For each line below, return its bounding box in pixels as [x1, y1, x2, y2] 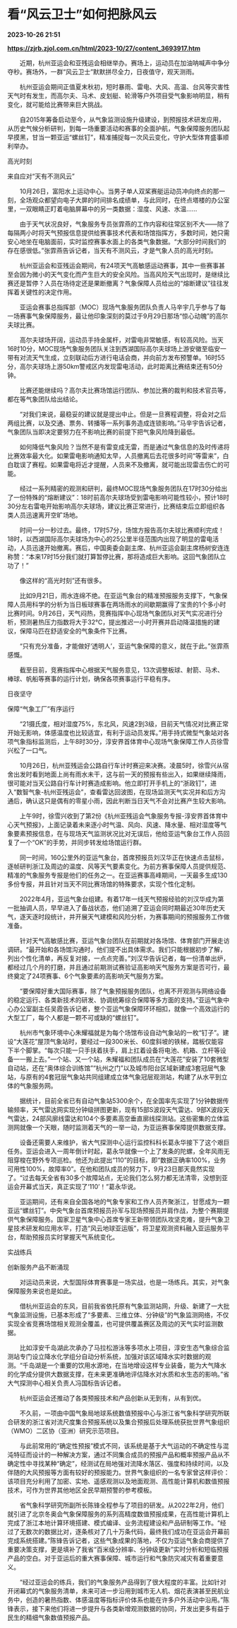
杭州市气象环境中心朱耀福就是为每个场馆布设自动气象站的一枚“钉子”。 [19, 1028, 224, 1037]
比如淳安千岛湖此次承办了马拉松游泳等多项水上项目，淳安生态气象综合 [19, 1343, 224, 1352]
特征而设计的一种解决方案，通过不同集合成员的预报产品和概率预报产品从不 [13, 1450, 230, 1459]
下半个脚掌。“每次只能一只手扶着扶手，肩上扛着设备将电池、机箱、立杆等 [7, 1045, 221, 1055]
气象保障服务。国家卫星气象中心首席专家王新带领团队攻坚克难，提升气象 [13, 1215, 224, 1223]
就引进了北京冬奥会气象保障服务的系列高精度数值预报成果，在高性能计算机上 [7, 1509, 230, 1518]
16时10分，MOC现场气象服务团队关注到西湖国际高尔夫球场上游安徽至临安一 [7, 344, 227, 352]
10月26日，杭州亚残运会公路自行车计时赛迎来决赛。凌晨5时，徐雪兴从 [19, 761, 224, 769]
